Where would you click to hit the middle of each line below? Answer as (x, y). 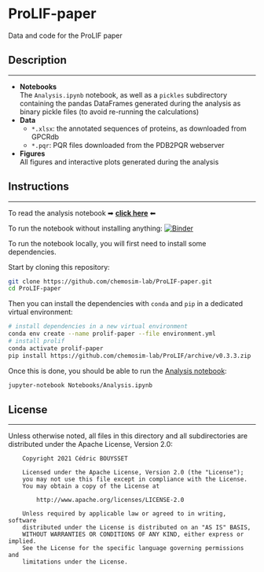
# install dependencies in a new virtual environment (98, 327)
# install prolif (37, 341)
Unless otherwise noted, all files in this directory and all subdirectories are (128, 436)
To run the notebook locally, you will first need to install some (107, 243)
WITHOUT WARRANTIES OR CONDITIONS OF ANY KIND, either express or (133, 535)
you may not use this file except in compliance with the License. (135, 480)
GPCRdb (45, 137)
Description (37, 60)
